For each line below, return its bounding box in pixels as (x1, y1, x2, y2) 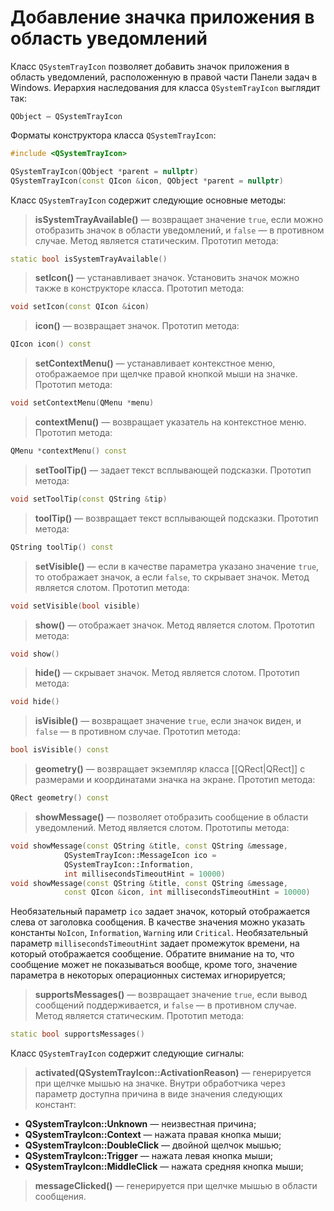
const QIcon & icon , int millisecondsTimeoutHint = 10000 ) (63, 887, 311, 898)
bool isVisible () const (10, 745, 110, 755)
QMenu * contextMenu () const (10, 446, 128, 456)
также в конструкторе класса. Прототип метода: (34, 282, 245, 295)
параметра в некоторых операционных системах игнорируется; (10, 969, 287, 981)
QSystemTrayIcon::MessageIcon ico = (63, 850, 217, 860)
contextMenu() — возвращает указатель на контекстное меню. (34, 416, 307, 428)
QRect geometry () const (10, 793, 110, 803)
